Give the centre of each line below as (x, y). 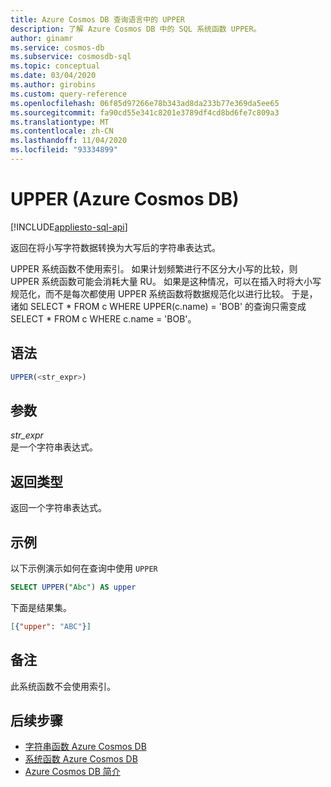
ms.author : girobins (53, 85)
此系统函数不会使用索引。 (63, 686)
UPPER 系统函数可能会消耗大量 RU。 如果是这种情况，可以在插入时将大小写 (166, 281)
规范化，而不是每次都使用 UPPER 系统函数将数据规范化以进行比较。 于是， (164, 293)
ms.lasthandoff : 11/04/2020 (69, 141)
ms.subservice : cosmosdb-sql (71, 57)
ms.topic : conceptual (55, 66)
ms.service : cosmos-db (57, 47)
